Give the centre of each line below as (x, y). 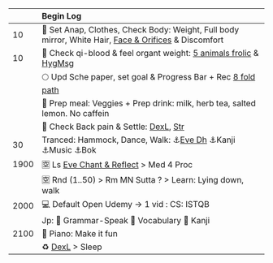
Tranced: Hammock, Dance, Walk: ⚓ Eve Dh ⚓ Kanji (139, 140)
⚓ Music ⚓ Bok (69, 150)
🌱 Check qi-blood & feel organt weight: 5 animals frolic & (150, 53)
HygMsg (58, 63)
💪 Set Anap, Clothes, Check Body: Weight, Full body (141, 30)
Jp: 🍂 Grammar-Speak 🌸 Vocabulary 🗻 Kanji (126, 220)
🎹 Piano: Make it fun (80, 233)
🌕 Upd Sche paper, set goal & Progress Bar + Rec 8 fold (149, 77)
